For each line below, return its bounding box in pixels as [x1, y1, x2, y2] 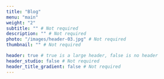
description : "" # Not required [6, 31, 86, 37]
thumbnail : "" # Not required [6, 42, 81, 48]
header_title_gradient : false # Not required [6, 64, 121, 69]
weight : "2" [6, 20, 36, 26]
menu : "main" [6, 14, 39, 20]
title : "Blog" [6, 8, 42, 15]
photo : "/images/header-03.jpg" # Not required [6, 36, 127, 42]
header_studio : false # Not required [6, 58, 100, 64]
